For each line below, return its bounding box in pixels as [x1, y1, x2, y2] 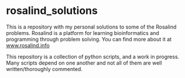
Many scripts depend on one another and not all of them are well [6, 59, 162, 66]
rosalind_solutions [6, 4, 98, 17]
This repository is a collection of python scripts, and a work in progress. [6, 53, 180, 60]
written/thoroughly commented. [6, 65, 83, 72]
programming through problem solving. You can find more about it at [6, 36, 172, 42]
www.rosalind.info [6, 42, 50, 49]
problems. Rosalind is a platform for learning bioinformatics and [6, 29, 159, 36]
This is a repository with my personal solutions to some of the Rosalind [6, 23, 177, 30]
